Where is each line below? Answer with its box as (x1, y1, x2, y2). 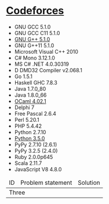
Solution (77, 178, 100, 187)
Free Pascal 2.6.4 (14, 110, 56, 117)
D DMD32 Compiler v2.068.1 (14, 66, 82, 73)
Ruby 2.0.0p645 (14, 153, 53, 160)
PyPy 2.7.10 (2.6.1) (14, 141, 57, 148)
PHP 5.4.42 (14, 122, 42, 129)
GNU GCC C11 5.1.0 (14, 29, 60, 36)
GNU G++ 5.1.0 (14, 36, 50, 43)
